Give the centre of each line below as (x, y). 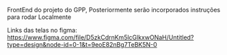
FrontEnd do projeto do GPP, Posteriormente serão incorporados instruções (114, 10)
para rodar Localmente (39, 17)
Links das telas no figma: (42, 30)
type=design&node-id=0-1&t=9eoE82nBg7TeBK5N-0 (82, 44)
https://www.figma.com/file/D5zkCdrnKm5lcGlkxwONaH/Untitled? (101, 37)
